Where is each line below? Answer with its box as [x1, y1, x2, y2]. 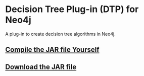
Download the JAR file [5, 62, 77, 71]
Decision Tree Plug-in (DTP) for [5, 4, 139, 15]
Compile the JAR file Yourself [5, 45, 100, 54]
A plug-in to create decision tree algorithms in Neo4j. [5, 31, 116, 37]
